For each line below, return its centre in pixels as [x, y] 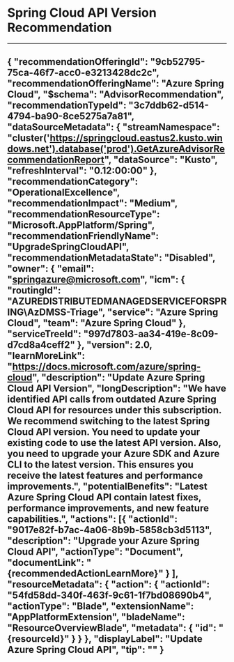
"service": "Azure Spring [163, 313]
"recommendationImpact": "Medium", [92, 203]
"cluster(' [29, 138]
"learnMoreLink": [46, 356]
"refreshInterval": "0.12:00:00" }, [82, 171]
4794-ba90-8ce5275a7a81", [71, 116]
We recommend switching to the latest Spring [109, 421]
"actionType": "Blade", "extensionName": [101, 607]
